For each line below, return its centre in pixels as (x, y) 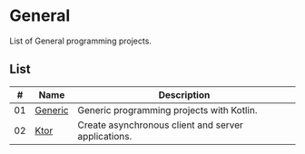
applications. (105, 136)
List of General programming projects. (81, 41)
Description (184, 94)
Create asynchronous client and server (160, 125)
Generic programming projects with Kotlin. (167, 110)
